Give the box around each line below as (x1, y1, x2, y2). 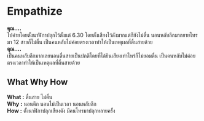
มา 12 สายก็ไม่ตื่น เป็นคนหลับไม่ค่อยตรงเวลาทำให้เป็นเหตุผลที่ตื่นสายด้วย (7, 38, 153, 45)
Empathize (7, 4, 63, 18)
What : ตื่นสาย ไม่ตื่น (7, 93, 53, 100)
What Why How (7, 77, 68, 87)
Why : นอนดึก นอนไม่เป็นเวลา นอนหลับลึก (7, 100, 97, 108)
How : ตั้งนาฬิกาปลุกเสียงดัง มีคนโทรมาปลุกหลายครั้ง (7, 107, 116, 114)
